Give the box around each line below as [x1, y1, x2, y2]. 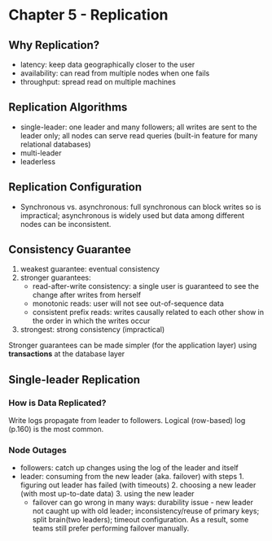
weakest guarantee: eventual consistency [20, 264, 160, 274]
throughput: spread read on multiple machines [20, 77, 177, 86]
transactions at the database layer [8, 349, 125, 359]
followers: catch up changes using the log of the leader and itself [20, 463, 239, 473]
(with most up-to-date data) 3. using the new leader [20, 489, 195, 499]
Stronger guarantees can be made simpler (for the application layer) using [8, 340, 257, 351]
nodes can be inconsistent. [20, 219, 112, 229]
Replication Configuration [8, 181, 143, 194]
